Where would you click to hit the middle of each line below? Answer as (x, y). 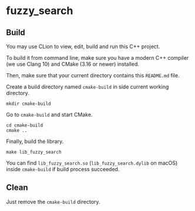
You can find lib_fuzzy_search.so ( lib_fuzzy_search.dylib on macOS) (92, 163)
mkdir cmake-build (28, 104)
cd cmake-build (25, 125)
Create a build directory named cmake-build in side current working (88, 87)
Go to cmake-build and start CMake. (49, 115)
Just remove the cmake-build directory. (53, 202)
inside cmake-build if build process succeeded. (63, 169)
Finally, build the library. (35, 141)
